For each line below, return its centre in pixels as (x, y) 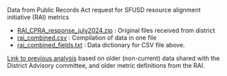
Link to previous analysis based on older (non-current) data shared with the (113, 58)
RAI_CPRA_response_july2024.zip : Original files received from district (116, 30)
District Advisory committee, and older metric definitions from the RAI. (106, 65)
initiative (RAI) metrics (38, 17)
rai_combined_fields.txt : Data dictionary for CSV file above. (101, 45)
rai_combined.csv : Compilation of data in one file (87, 38)
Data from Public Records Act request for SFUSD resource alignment (104, 10)
